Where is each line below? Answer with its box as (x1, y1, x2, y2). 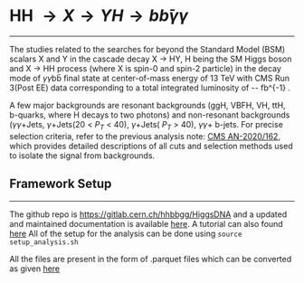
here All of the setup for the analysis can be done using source (9, 228, 242, 239)
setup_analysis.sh (9, 237, 79, 247)
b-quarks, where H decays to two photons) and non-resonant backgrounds (9, 109, 290, 120)
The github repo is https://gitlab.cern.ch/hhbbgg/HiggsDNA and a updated (9, 209, 288, 220)
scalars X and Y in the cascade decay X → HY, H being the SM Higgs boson (9, 53, 292, 64)
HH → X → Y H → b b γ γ (9, 5, 188, 26)
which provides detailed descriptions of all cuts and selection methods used (9, 140, 293, 151)
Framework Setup (9, 176, 112, 192)
